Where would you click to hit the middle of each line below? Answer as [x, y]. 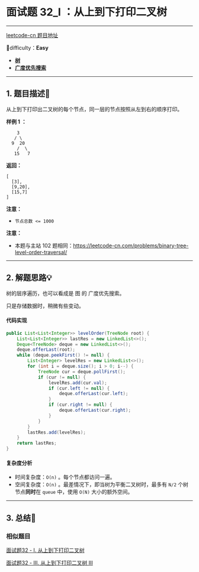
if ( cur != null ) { [62, 377]
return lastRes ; [37, 443]
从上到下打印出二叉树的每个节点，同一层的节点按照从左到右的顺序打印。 [94, 109]
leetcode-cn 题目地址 [32, 35]
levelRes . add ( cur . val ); [78, 383]
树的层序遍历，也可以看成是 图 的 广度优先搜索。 [65, 293]
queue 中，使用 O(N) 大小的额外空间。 [88, 492]
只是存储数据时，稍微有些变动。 [45, 306]
